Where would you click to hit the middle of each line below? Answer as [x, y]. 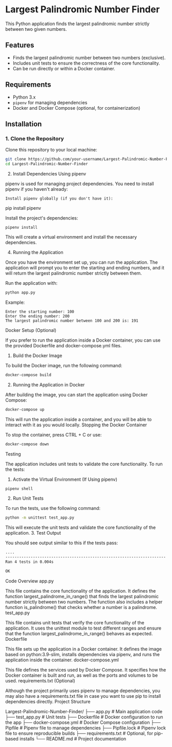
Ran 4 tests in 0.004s [29, 562]
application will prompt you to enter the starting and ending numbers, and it [85, 268]
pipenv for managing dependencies [50, 102]
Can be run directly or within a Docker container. [64, 68]
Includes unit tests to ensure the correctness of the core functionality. [86, 63]
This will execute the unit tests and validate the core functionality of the [81, 527]
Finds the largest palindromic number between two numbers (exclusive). [89, 57]
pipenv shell [19, 488]
